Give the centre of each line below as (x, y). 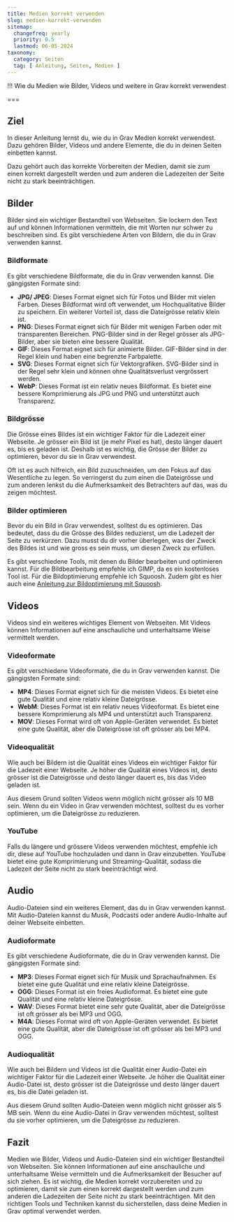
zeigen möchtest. (32, 492)
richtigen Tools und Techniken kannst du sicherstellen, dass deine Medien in (117, 1204)
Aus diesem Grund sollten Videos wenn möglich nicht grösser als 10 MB (111, 798)
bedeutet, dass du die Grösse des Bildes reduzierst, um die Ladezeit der (111, 533)
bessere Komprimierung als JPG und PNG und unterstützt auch (108, 393)
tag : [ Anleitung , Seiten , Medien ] (67, 66)
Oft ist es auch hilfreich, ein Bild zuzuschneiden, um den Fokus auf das (109, 470)
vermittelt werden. (34, 637)
